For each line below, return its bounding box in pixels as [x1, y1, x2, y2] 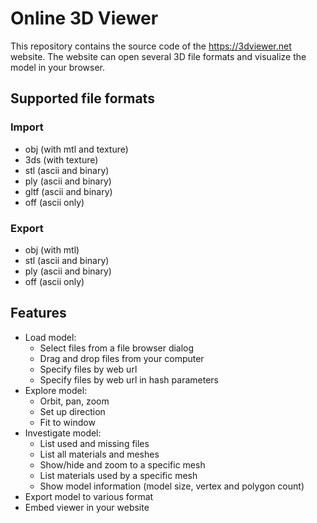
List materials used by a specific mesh [39, 469, 198, 481]
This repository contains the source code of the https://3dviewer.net [10, 40, 292, 52]
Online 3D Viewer [10, 7, 159, 30]
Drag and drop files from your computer [39, 352, 205, 364]
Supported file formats [10, 90, 155, 107]
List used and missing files [39, 437, 150, 449]
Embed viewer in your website [24, 501, 150, 513]
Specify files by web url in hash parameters [39, 373, 219, 386]
